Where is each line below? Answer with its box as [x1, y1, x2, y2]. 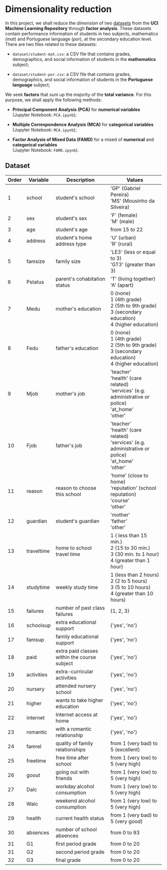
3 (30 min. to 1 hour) [110, 550, 159, 557]
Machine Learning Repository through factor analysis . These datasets [5, 25, 152, 31]
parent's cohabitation [55, 275, 105, 282]
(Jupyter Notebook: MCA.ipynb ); [12, 126, 77, 133]
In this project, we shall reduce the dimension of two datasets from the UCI [5, 20, 159, 26]
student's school [55, 194, 95, 201]
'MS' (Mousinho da [110, 197, 155, 204]
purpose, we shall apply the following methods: [5, 96, 102, 103]
